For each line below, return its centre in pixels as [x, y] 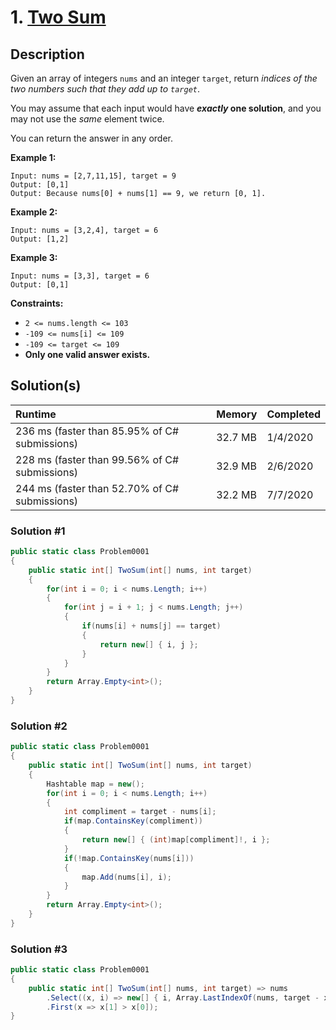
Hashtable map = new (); [95, 784]
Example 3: [34, 257]
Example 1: [33, 157]
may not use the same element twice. [87, 119]
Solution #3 [39, 949]
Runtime [36, 414]
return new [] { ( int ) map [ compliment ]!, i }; [176, 840]
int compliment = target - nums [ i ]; [140, 812]
